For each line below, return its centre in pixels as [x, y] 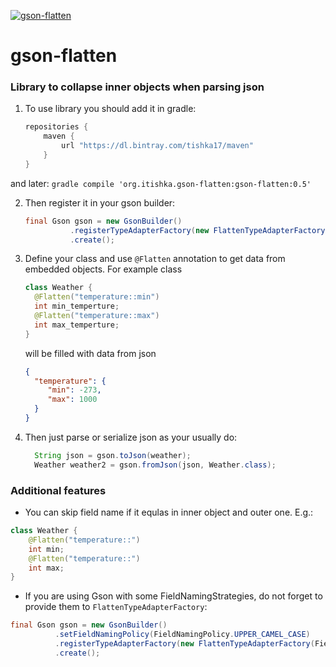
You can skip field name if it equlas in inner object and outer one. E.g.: [169, 512]
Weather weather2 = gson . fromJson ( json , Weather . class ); [155, 465]
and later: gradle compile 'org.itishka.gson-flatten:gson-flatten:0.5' [161, 183]
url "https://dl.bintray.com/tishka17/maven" [157, 146]
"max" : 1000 [72, 400]
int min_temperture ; [77, 306]
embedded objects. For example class [103, 269]
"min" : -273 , [74, 390]
